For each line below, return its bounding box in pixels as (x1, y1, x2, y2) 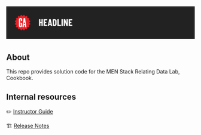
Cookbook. (6, 75, 33, 82)
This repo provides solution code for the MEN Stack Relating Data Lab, (6, 68, 181, 75)
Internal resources (6, 91, 77, 102)
